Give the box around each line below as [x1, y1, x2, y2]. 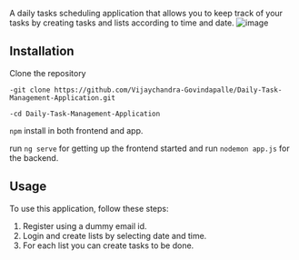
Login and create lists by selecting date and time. [22, 230, 207, 241]
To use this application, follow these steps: [9, 203, 169, 214]
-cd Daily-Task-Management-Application [9, 109, 161, 118]
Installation [9, 44, 75, 59]
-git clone [9, 85, 51, 95]
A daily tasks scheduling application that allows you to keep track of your [9, 8, 284, 18]
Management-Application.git [9, 93, 116, 103]
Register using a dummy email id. [22, 220, 147, 231]
